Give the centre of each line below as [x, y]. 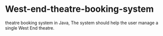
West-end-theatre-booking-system [79, 9]
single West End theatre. [30, 28]
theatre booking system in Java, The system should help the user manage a [82, 23]
